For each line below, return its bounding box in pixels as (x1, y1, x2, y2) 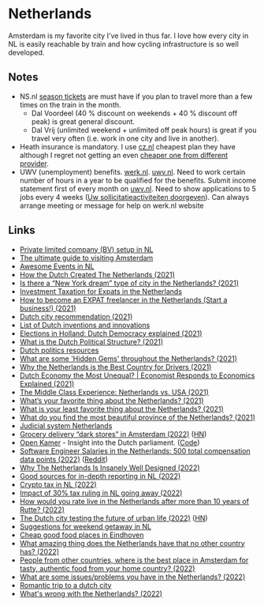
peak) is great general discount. (31, 116, 136, 126)
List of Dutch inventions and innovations (19, 320, 151, 329)
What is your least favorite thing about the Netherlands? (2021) (19, 404, 225, 413)
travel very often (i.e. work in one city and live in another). (31, 134, 219, 143)
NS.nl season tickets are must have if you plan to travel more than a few (19, 92, 253, 101)
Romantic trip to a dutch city (19, 580, 112, 589)
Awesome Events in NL (19, 262, 95, 271)
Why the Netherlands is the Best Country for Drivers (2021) (19, 362, 212, 371)
